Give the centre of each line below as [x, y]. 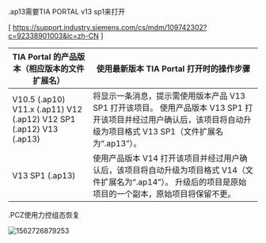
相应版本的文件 [57, 68]
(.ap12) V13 [35, 129]
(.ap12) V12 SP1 [44, 119]
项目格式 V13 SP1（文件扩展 [162, 131]
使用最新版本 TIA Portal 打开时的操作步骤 [173, 68]
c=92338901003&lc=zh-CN [53, 36]
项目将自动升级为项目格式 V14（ [184, 170]
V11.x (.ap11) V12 [47, 109]
